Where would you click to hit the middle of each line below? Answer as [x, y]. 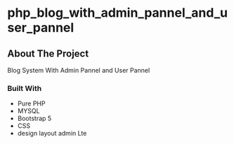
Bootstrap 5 [34, 118]
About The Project [48, 53]
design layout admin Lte [52, 134]
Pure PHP [31, 103]
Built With [25, 88]
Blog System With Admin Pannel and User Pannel [79, 70]
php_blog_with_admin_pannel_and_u [118, 13]
